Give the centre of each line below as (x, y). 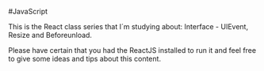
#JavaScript (28, 11)
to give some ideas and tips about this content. (84, 59)
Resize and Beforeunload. (50, 35)
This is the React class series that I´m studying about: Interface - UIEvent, (128, 26)
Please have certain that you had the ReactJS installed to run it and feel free (132, 50)
